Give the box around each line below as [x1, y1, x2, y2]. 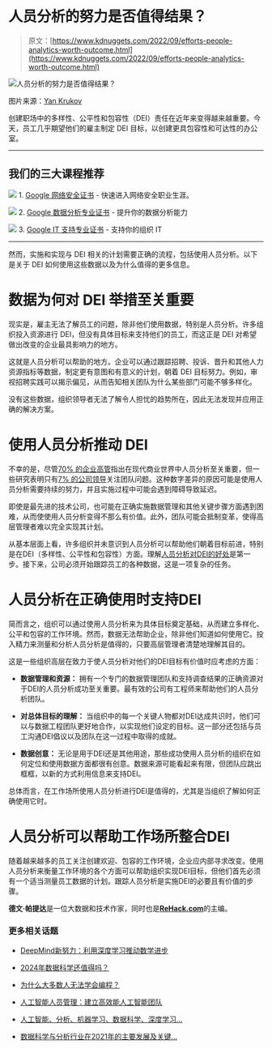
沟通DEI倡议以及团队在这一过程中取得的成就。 [27, 731, 181, 741]
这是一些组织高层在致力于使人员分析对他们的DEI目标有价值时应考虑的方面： [8, 656, 261, 666]
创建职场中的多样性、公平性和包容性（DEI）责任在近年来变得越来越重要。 [8, 113, 254, 122]
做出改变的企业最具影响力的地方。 [8, 339, 122, 349]
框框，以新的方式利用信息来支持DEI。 [19, 769, 146, 778]
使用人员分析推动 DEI [8, 435, 148, 454]
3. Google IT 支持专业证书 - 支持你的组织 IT [18, 224, 163, 234]
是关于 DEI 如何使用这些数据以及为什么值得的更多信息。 [8, 259, 194, 269]
